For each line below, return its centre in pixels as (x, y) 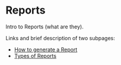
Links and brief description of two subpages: (60, 38)
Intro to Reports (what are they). (44, 27)
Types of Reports (35, 56)
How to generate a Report (46, 49)
